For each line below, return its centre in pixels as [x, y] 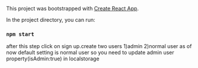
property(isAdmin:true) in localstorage [53, 59]
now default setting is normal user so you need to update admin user [90, 53]
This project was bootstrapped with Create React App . [73, 8]
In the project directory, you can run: [51, 20]
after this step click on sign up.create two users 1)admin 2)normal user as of [99, 46]
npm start [20, 34]
